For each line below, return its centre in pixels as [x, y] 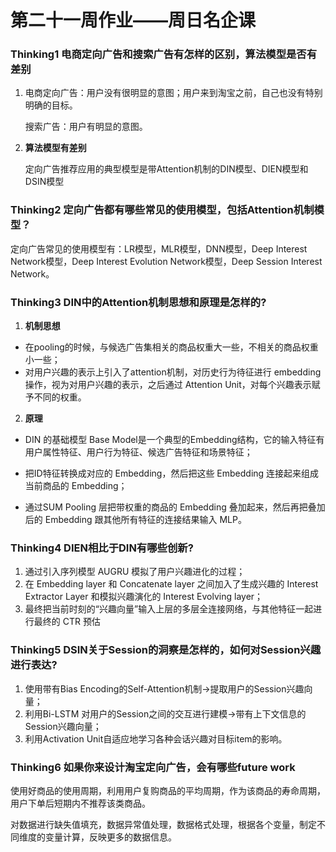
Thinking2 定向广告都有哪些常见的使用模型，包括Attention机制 [162, 210]
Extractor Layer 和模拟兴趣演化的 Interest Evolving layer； [144, 597]
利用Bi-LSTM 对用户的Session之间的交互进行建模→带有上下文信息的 [165, 713]
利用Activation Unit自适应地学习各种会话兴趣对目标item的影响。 [156, 738]
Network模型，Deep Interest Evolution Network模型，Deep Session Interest [166, 261]
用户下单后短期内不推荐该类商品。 [80, 803]
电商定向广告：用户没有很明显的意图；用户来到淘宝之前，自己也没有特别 [173, 93]
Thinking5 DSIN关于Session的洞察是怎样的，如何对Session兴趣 [166, 650]
